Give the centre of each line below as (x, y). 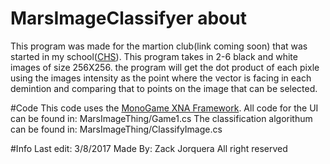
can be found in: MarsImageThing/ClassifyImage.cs (116, 129)
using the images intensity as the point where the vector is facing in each (161, 78)
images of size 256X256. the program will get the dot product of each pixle (165, 67)
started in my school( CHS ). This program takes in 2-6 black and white (154, 56)
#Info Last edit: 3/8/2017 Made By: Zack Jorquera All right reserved (149, 148)
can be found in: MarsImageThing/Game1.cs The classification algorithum (161, 118)
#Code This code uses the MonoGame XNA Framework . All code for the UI (164, 108)
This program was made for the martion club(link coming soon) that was (159, 46)
